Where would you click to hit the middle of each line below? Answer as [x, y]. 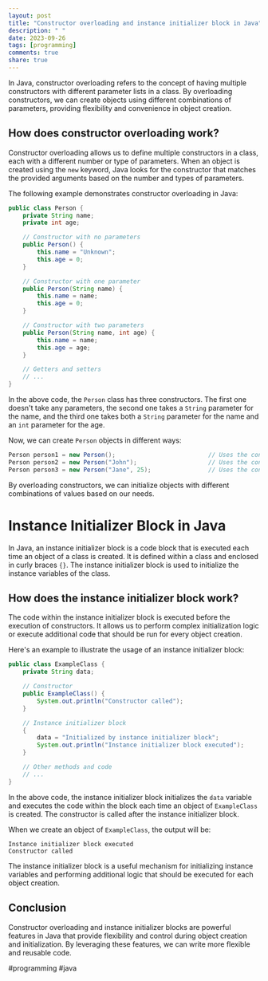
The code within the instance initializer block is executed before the [119, 617]
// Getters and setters [62, 369]
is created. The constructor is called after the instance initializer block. [124, 814]
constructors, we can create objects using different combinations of [120, 100]
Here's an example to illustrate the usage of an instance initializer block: [126, 650]
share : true [28, 61]
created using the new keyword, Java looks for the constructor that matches [132, 169]
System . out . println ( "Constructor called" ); [110, 701]
